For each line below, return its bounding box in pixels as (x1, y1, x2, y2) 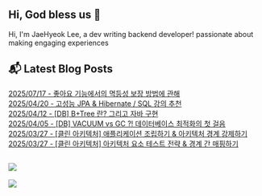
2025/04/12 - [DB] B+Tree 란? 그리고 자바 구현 (8, 108, 159, 118)
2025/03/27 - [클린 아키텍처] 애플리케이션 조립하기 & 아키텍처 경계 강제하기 (8, 129, 248, 138)
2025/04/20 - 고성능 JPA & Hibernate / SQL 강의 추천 (8, 98, 182, 108)
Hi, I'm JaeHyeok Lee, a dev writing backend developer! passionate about (8, 29, 254, 39)
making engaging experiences (8, 38, 109, 47)
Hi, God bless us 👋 (8, 8, 102, 22)
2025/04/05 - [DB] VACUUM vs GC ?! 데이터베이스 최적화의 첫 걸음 (8, 118, 226, 129)
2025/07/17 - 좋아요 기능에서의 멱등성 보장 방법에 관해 (8, 88, 181, 98)
